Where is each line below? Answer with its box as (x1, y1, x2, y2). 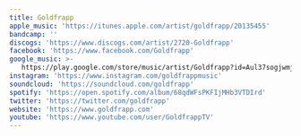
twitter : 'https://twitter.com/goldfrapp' (9, 96, 170, 106)
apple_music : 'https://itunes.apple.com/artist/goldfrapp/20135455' (9, 21, 271, 30)
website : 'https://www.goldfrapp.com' (9, 105, 154, 114)
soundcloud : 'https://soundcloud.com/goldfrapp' (9, 80, 194, 89)
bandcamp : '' (9, 30, 58, 38)
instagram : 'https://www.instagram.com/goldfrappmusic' (9, 72, 222, 81)
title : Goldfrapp (9, 13, 74, 22)
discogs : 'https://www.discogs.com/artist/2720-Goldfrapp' (9, 38, 235, 47)
